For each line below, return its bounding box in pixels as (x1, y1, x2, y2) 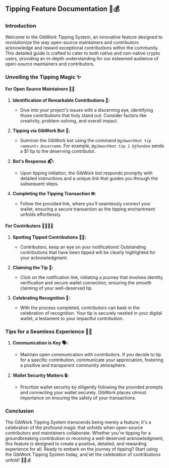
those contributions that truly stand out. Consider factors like (20, 112, 147, 118)
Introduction (5, 22, 36, 29)
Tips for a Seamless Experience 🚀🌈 (5, 328, 92, 335)
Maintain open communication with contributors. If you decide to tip (20, 352, 161, 358)
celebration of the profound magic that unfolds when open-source (5, 424, 143, 431)
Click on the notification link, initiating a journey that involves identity (20, 274, 163, 280)
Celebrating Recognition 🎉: (12, 295, 71, 301)
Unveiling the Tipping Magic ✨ (5, 73, 81, 80)
